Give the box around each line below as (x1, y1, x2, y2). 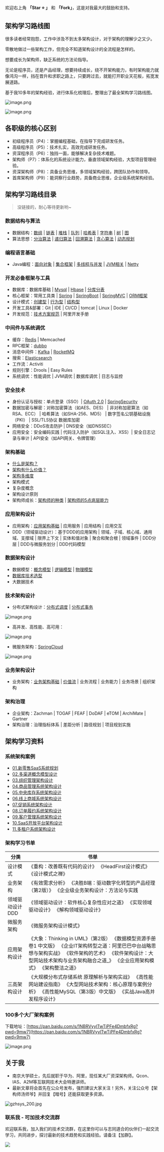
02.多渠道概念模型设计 (12, 771, 58, 777)
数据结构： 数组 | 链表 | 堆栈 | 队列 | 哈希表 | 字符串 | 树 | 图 (12, 230, 129, 235)
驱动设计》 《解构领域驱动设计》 (28, 906, 103, 913)
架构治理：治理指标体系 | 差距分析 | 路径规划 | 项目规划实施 (12, 722, 131, 727)
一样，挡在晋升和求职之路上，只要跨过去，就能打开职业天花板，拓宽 (18, 73, 155, 79)
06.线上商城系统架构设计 (12, 796, 62, 802)
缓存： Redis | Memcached (12, 337, 65, 342)
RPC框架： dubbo (12, 342, 47, 348)
